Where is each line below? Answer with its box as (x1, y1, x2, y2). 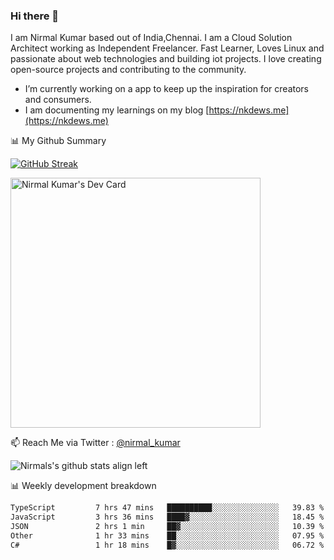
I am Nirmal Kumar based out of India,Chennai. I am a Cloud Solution (10, 32, 293, 44)
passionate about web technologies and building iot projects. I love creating (10, 53, 322, 65)
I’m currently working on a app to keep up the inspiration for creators (24, 83, 310, 95)
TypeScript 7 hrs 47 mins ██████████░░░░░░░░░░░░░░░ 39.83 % (10, 503, 325, 513)
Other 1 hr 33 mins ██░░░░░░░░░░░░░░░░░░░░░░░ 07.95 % (10, 530, 325, 541)
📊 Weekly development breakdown (10, 480, 157, 492)
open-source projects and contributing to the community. (10, 64, 247, 76)
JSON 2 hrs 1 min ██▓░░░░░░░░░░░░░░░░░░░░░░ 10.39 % (10, 522, 325, 532)
